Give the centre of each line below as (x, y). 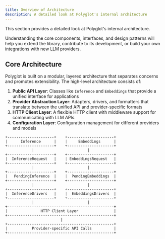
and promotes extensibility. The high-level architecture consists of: (73, 81)
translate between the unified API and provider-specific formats (77, 107)
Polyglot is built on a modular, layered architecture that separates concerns (82, 76)
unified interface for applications (46, 96)
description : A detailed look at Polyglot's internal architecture (76, 14)
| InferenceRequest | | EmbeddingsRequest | (61, 159)
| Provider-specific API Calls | (61, 229)
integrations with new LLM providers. (43, 49)
